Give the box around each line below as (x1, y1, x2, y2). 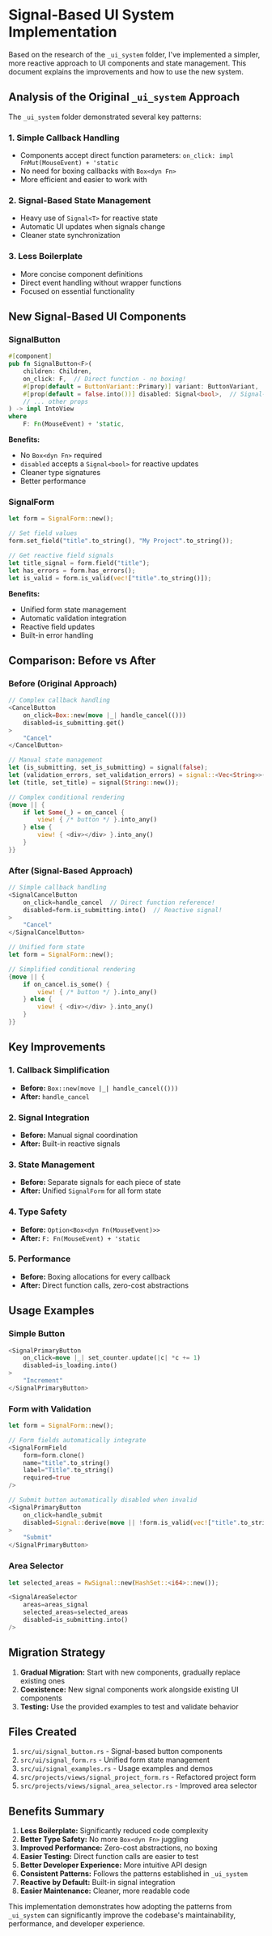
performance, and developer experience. (8, 1919, 146, 1929)
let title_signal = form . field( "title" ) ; (8, 558, 151, 567)
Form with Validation (8, 1403, 91, 1414)
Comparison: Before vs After (8, 653, 156, 667)
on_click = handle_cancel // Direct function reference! (23, 898, 216, 906)
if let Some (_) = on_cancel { (23, 808, 125, 817)
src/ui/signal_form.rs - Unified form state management (19, 1755, 210, 1765)
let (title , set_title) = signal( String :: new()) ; (8, 779, 180, 787)
